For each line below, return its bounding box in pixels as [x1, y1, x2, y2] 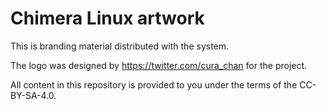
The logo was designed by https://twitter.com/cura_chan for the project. [10, 59, 308, 71]
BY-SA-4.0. [10, 89, 57, 101]
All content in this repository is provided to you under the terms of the [10, 78, 298, 91]
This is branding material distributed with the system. [10, 40, 230, 52]
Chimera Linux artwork [10, 7, 205, 30]
